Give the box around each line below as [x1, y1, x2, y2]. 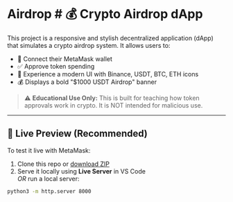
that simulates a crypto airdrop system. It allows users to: [7, 41, 171, 49]
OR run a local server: [17, 174, 80, 183]
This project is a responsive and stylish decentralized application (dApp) [7, 33, 214, 42]
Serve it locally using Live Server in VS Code [17, 167, 146, 175]
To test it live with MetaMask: [7, 146, 91, 154]
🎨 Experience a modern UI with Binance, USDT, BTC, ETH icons [17, 69, 199, 78]
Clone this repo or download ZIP [17, 160, 110, 168]
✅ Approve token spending [17, 62, 95, 70]
